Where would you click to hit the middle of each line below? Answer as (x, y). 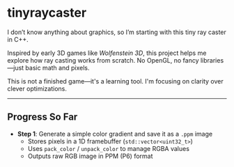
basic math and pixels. (57, 67)
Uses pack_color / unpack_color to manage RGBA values (109, 148)
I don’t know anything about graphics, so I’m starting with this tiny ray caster (117, 32)
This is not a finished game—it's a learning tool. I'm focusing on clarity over (116, 81)
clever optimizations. (37, 88)
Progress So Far (42, 117)
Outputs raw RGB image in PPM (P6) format (90, 156)
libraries (212, 60)
